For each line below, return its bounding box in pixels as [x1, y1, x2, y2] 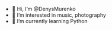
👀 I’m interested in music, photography [11, 12, 107, 18]
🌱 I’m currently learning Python [11, 18, 88, 24]
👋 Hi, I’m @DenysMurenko [11, 6, 76, 12]
